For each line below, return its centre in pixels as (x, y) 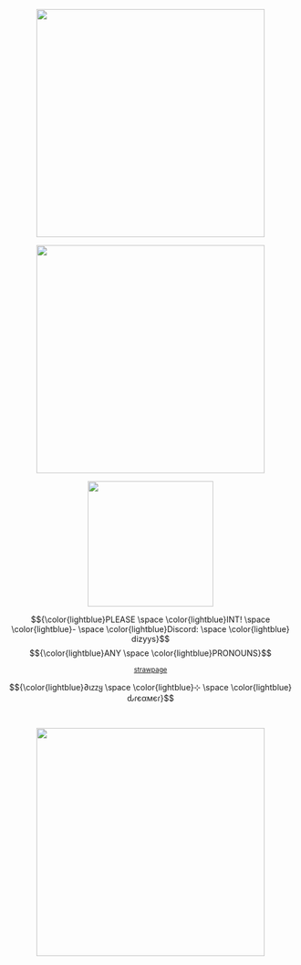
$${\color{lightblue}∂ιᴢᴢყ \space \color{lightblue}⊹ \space (119, 687)
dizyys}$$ (150, 639)
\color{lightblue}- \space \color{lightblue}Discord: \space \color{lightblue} (150, 629)
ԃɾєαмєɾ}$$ (150, 698)
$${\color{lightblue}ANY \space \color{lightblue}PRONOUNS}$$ (150, 653)
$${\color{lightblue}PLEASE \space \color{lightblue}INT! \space (150, 619)
